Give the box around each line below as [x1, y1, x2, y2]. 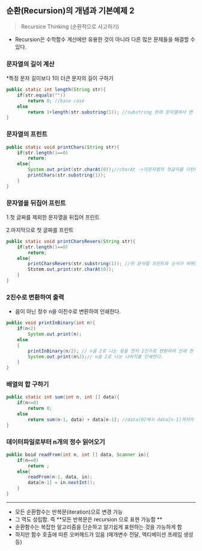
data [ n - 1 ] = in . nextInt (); [28, 480, 96, 486]
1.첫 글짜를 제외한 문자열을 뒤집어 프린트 [6, 213, 100, 221]
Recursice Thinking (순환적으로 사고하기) [20, 23, 120, 30]
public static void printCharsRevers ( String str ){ [6, 238, 136, 244]
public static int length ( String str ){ [6, 87, 106, 93]
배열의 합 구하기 [6, 380, 49, 389]
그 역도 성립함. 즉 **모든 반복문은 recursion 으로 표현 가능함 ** [14, 515, 163, 523]
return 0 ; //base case [28, 98, 85, 104]
